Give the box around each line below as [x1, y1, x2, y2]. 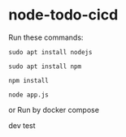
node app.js [8, 91, 49, 99]
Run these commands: [8, 32, 84, 42]
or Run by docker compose [8, 105, 100, 114]
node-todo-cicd [8, 6, 119, 24]
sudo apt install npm [8, 62, 82, 71]
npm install [8, 76, 49, 84]
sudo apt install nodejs [8, 48, 93, 56]
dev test [8, 120, 36, 131]
